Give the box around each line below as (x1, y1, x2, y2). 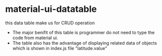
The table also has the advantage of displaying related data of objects (12, 40, 157, 46)
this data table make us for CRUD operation (5, 20, 95, 26)
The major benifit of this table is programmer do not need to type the (12, 29, 155, 35)
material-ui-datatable (5, 3, 97, 15)
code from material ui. (12, 35, 59, 41)
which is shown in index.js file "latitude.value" (12, 45, 107, 51)
